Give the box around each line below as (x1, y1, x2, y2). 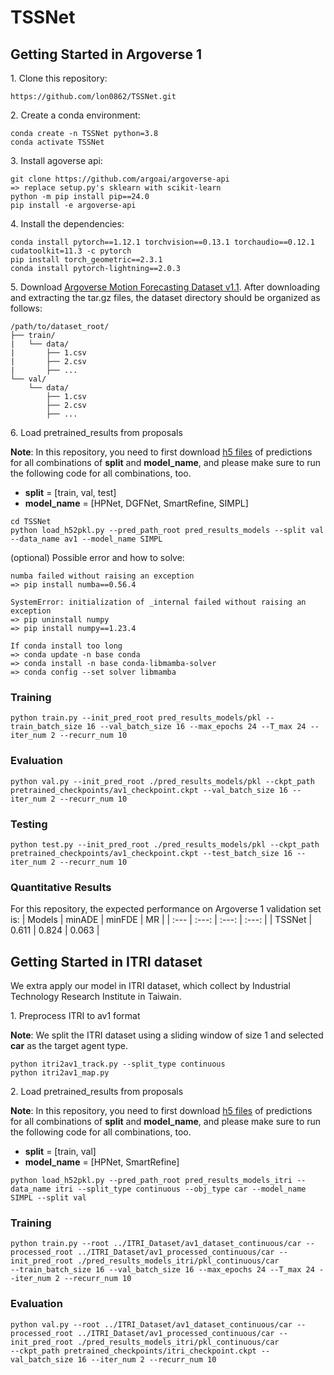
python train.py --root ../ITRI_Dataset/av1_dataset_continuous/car (10, 1239, 302, 1249)
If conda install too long (10, 641, 123, 651)
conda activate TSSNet (10, 137, 105, 147)
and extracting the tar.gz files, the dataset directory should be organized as (10, 292, 321, 303)
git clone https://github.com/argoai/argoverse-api (10, 174, 230, 184)
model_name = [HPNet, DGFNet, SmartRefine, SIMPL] (24, 497, 249, 509)
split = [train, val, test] (24, 487, 117, 498)
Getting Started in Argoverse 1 (10, 46, 203, 63)
